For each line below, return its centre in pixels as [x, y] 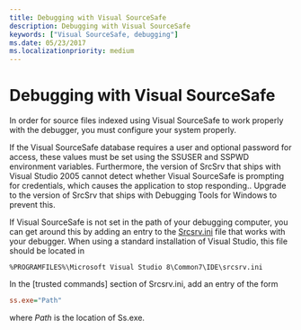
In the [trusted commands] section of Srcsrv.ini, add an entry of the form [144, 284]
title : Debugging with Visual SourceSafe [88, 18]
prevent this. [32, 205]
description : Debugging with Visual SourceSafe [100, 26]
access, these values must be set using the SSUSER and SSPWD [129, 157]
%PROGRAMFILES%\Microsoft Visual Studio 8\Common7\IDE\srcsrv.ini [136, 268]
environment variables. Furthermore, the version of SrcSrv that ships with [145, 166]
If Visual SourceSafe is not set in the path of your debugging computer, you [149, 222]
